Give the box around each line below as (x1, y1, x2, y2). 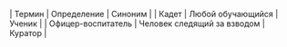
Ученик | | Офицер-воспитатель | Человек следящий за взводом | (9, 18, 266, 29)
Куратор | (9, 28, 47, 38)
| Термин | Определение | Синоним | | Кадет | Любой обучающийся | (9, 9, 279, 19)
